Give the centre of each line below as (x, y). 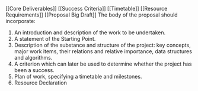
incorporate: (21, 21)
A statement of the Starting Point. (55, 39)
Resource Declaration (41, 83)
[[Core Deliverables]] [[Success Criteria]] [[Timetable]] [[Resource (87, 9)
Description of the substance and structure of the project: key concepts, (102, 45)
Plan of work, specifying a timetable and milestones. (78, 77)
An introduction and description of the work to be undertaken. (90, 32)
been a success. (34, 70)
